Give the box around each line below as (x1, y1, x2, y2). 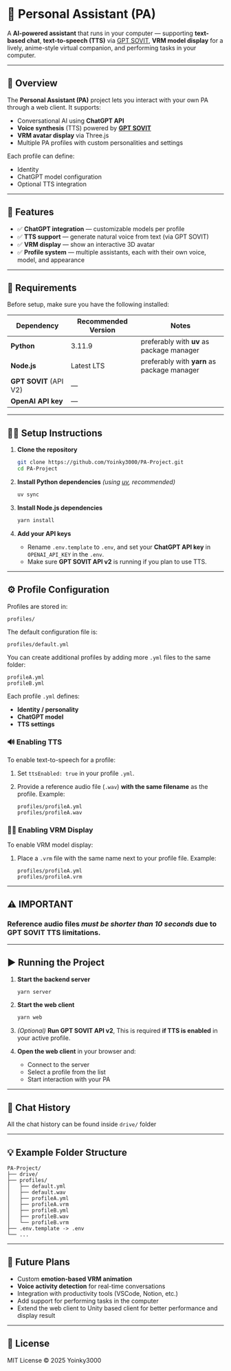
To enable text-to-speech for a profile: (7, 755, 115, 764)
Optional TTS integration (16, 179, 87, 188)
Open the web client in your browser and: (16, 1048, 136, 1056)
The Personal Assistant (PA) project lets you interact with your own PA (7, 96, 208, 104)
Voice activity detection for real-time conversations (16, 1282, 166, 1290)
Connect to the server (27, 1061, 90, 1069)
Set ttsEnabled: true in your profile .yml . (16, 769, 135, 777)
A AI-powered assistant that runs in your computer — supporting (7, 29, 194, 37)
